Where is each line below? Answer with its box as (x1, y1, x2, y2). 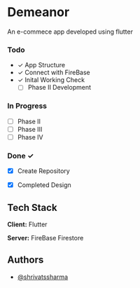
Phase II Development (27, 83, 91, 92)
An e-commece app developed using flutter (7, 27, 133, 36)
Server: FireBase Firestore (7, 234, 84, 242)
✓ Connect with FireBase (17, 68, 91, 77)
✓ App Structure (17, 61, 66, 69)
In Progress (7, 101, 48, 111)
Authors (7, 254, 44, 266)
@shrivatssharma (17, 273, 69, 281)
